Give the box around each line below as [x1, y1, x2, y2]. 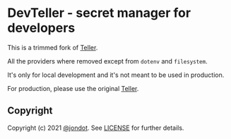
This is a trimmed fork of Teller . [7, 43, 98, 52]
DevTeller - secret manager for [7, 5, 191, 21]
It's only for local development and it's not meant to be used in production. [7, 71, 225, 79]
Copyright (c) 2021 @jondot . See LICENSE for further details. [7, 123, 184, 132]
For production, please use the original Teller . [7, 84, 139, 92]
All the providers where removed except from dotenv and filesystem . [7, 56, 208, 65]
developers [7, 20, 76, 36]
